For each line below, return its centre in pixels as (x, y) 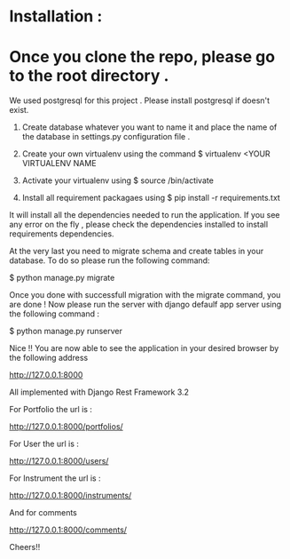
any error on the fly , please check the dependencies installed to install (139, 225)
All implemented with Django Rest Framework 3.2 (99, 392)
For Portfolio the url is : (51, 410)
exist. (19, 110)
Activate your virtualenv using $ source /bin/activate (118, 180)
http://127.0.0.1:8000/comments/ (68, 530)
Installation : (56, 16)
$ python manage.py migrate (62, 278)
